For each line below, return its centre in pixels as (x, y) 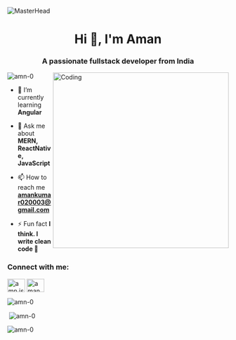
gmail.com (33, 210)
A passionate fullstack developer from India (118, 61)
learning (29, 105)
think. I (28, 234)
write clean (34, 242)
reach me (31, 188)
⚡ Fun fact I (34, 224)
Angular (29, 112)
